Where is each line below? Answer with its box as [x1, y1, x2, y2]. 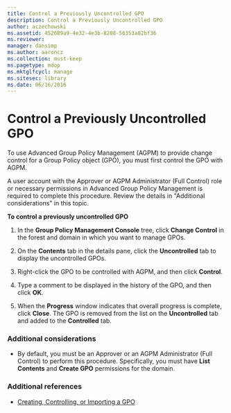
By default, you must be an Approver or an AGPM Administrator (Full [17, 350, 213, 358]
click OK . [17, 289, 44, 297]
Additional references [7, 382, 82, 391]
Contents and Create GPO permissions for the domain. [17, 364, 176, 373]
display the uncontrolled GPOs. [17, 254, 106, 262]
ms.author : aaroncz [7, 49, 64, 56]
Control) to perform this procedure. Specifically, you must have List [17, 357, 210, 365]
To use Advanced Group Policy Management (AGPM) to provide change [7, 149, 213, 157]
